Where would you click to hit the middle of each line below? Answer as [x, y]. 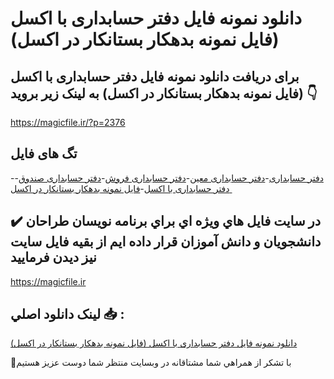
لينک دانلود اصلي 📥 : [67, 314]
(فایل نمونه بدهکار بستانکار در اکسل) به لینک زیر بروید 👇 [164, 93]
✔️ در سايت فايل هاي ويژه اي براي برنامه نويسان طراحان [166, 221]
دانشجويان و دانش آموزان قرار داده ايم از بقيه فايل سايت [166, 242]
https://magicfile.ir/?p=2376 [68, 122]
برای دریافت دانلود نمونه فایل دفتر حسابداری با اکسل [155, 76]
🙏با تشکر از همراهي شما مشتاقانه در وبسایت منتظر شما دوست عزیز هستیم [151, 363]
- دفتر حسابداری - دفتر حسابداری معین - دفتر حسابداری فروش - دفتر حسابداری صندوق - [167, 178]
